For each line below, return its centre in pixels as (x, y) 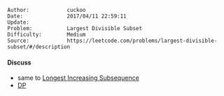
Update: (19, 22)
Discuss (19, 62)
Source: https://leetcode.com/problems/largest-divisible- (112, 41)
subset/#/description (39, 47)
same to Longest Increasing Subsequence (78, 78)
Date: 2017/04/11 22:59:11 (67, 16)
